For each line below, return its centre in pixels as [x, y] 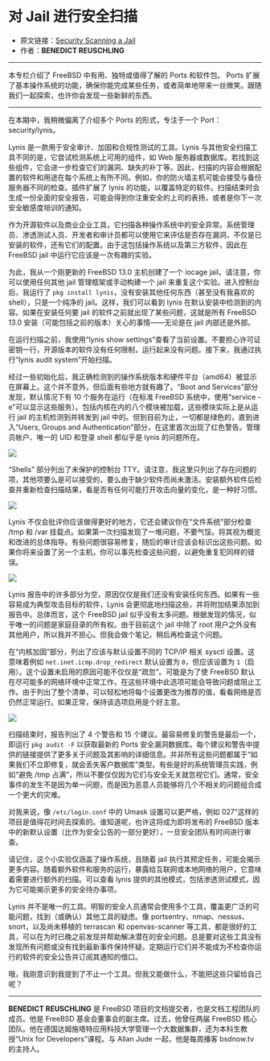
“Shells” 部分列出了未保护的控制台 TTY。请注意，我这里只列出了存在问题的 [133, 469]
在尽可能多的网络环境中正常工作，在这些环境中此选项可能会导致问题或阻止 [131, 682]
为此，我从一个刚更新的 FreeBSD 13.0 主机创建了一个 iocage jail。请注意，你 [135, 271]
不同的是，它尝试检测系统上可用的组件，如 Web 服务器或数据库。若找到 [134, 157]
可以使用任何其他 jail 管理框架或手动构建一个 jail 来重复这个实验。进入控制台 [134, 282]
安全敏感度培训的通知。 [47, 207]
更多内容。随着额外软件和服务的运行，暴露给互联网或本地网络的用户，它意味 [135, 869]
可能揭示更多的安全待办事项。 [72, 889]
